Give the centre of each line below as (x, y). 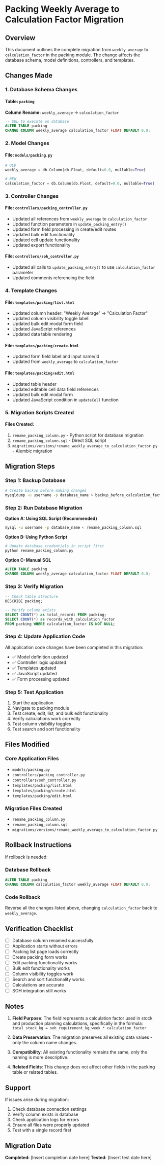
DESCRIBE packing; (24, 601)
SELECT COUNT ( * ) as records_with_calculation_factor (60, 619)
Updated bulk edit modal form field (47, 324)
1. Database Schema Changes (41, 90)
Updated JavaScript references (44, 329)
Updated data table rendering (42, 334)
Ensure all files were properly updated (51, 1125)
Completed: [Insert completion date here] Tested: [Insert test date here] (78, 1158)
